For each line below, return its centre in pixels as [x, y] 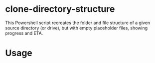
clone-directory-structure [60, 9]
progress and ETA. [24, 33]
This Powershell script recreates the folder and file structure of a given [78, 23]
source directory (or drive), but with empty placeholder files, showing [77, 28]
